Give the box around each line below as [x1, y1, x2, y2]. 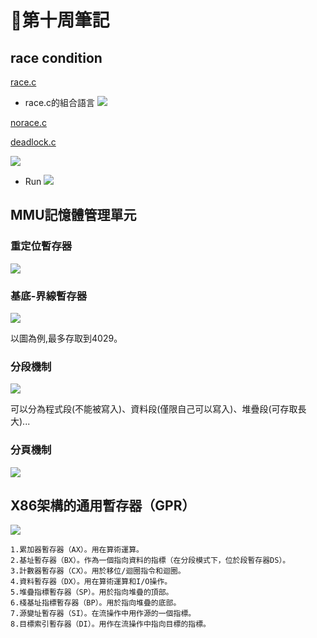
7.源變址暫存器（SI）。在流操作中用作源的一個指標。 [10, 609, 197, 619]
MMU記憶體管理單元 [10, 207, 137, 224]
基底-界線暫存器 [10, 289, 88, 303]
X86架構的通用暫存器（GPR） [10, 497, 196, 514]
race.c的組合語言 [24, 97, 96, 108]
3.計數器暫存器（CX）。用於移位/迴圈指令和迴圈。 [10, 566, 186, 576]
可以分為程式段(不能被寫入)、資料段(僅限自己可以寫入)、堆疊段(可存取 [10, 403, 298, 415]
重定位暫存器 [10, 239, 73, 253]
